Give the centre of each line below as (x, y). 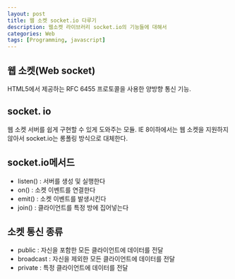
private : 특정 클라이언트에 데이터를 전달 (73, 268)
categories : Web (31, 34)
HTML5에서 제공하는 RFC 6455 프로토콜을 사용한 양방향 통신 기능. (100, 88)
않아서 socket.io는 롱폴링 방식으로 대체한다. (68, 138)
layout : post (26, 14)
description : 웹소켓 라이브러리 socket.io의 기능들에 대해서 (87, 27)
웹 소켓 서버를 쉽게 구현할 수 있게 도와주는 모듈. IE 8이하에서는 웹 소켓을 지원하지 (118, 129)
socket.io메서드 (41, 163)
